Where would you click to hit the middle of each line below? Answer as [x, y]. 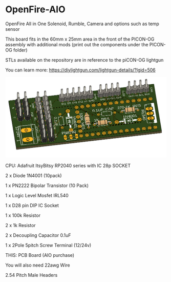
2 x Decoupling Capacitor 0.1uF [38, 235]
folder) [20, 50]
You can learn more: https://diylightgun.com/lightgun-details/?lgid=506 [81, 70]
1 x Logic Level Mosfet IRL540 [37, 196]
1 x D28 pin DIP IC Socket [32, 205]
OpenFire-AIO [35, 10]
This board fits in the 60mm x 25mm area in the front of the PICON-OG [80, 39]
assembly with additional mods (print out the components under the [77, 44]
